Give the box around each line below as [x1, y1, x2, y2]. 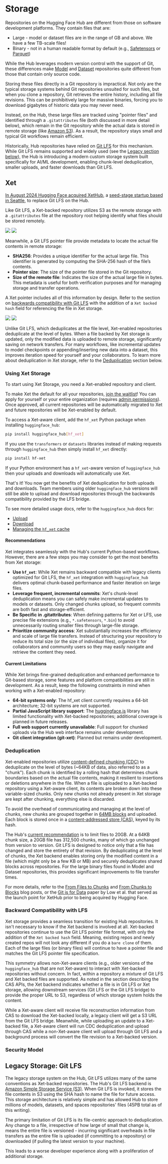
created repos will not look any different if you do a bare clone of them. [5, 939, 153, 946]
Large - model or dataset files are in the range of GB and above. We [12, 35, 153, 41]
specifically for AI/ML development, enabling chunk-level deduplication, [5, 159, 154, 165]
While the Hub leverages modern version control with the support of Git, [5, 60, 154, 66]
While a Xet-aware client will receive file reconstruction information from [5, 1007, 155, 1013]
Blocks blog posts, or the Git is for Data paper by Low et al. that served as [5, 889, 158, 895]
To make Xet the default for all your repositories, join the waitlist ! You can [5, 391, 156, 397]
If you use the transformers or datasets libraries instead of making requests [5, 441, 162, 447]
